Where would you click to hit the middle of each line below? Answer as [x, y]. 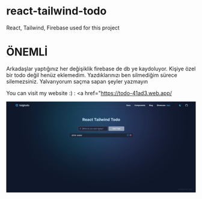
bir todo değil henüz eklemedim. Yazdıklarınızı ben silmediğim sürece [92, 75]
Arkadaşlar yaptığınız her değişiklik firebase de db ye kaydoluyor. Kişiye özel [101, 69]
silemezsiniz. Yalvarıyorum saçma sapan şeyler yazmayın [77, 81]
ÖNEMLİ [27, 52]
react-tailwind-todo [57, 11]
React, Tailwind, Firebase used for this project [63, 28]
